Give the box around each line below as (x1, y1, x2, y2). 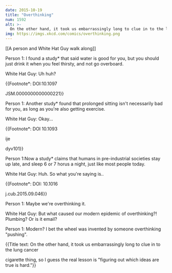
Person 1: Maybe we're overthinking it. (5, 201, 86, 206)
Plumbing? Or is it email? (5, 216, 57, 222)
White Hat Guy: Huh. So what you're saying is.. (5, 171, 104, 177)
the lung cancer (5, 247, 39, 253)
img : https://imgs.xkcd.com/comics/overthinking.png (5, 31, 120, 36)
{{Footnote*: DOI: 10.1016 (5, 181, 58, 187)
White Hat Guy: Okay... (5, 116, 53, 122)
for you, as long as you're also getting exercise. (5, 106, 105, 112)
